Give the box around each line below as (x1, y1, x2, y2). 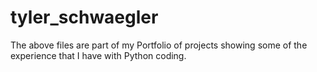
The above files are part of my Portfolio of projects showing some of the (10, 39, 308, 51)
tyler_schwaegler (10, 6, 159, 29)
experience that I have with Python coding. (10, 49, 187, 61)
